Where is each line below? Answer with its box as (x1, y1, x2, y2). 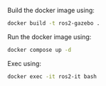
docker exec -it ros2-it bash (7, 72, 97, 80)
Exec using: (7, 59, 41, 68)
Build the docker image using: (7, 6, 95, 14)
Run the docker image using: (7, 32, 92, 41)
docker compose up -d (7, 46, 72, 53)
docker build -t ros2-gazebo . (7, 20, 100, 27)
